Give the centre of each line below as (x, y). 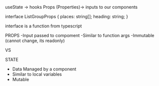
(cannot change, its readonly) (35, 41)
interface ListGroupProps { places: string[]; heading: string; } (67, 16)
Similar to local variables (37, 74)
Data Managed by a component (44, 69)
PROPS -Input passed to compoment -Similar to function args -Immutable (80, 35)
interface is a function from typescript (44, 26)
